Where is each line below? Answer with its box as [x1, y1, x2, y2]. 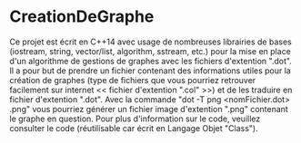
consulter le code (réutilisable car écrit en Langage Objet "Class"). [9, 122, 258, 133]
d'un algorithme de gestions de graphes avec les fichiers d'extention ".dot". [9, 55, 293, 66]
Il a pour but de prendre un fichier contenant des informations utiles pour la [9, 65, 291, 76]
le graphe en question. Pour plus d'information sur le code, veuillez [9, 113, 261, 124]
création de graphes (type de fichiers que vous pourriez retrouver [9, 74, 256, 85]
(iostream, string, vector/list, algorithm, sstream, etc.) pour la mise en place [9, 45, 291, 56]
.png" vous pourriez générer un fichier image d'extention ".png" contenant [9, 103, 288, 114]
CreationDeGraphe [9, 6, 155, 27]
